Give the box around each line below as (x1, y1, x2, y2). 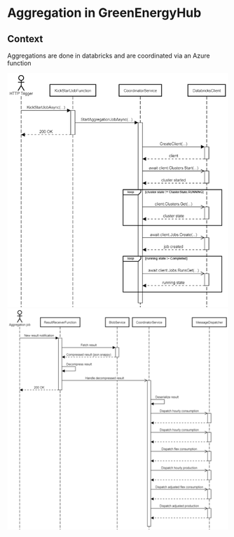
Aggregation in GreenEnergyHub (7, 5, 202, 21)
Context (7, 33, 43, 45)
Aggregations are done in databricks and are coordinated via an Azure (7, 51, 210, 60)
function (7, 59, 32, 67)
